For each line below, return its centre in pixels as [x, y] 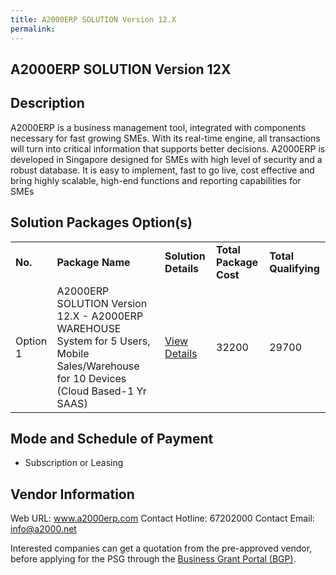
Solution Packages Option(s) [101, 222]
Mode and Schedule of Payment [112, 438]
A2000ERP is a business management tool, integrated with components [158, 127]
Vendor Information [72, 494]
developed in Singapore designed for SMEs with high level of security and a [166, 159]
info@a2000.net [43, 529]
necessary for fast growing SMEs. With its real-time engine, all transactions [165, 138]
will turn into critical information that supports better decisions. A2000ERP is [168, 148]
